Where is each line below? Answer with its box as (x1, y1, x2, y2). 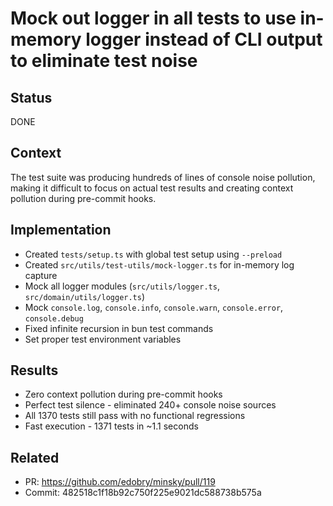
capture (24, 269, 58, 281)
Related (10, 449, 60, 466)
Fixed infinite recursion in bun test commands (24, 322, 214, 334)
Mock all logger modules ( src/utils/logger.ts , (24, 280, 220, 292)
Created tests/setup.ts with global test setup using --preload (24, 248, 283, 260)
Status (10, 89, 53, 106)
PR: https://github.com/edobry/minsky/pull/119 (24, 476, 216, 488)
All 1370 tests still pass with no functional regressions (24, 410, 246, 422)
